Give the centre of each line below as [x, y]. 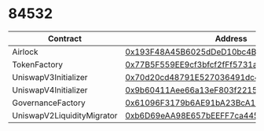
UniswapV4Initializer [50, 89]
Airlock [25, 52]
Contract [65, 38]
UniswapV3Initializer [50, 77]
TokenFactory [37, 64]
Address [231, 38]
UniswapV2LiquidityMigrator [65, 115]
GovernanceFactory [49, 103]
